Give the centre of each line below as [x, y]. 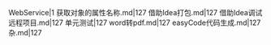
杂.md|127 [25, 33]
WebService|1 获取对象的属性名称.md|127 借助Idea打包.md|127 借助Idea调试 [135, 12]
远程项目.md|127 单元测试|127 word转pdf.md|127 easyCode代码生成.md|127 [135, 22]
